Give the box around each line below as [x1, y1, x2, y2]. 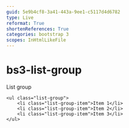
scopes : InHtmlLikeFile [6, 37, 67, 43]
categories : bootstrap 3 [6, 32, 69, 38]
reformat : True [6, 20, 45, 26]
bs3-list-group [6, 63, 82, 77]
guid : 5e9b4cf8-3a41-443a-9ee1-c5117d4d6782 [6, 8, 121, 15]
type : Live [6, 15, 34, 21]
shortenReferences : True [6, 25, 69, 32]
